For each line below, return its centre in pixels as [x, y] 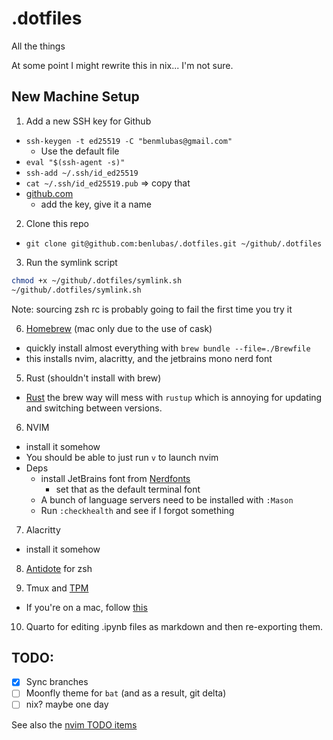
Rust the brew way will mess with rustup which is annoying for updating [174, 397]
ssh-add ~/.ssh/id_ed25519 [82, 173]
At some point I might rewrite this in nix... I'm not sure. [122, 65]
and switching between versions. [94, 408]
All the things [38, 46]
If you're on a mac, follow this [86, 607]
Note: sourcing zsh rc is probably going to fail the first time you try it [152, 309]
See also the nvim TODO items [74, 724]
